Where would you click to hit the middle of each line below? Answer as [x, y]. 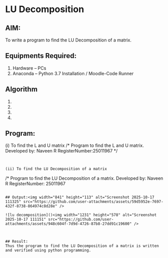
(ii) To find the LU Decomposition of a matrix [56, 169]
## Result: [17, 242]
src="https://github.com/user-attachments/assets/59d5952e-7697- [94, 202]
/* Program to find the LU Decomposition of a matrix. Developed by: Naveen [84, 178]
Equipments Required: [41, 56]
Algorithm [21, 89]
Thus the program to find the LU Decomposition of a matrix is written [82, 246]
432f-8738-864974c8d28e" [31, 206]
